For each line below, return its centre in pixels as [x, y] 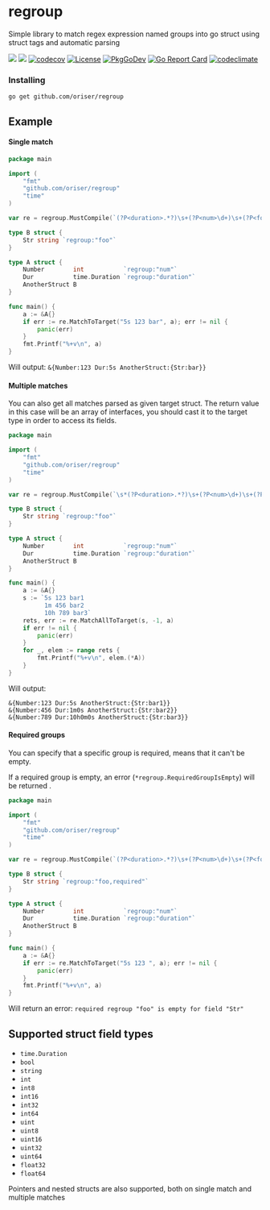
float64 [33, 1174]
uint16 [31, 1140]
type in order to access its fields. [63, 421]
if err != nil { [50, 628]
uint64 [31, 1157]
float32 [33, 1166]
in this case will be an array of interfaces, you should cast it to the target [128, 412]
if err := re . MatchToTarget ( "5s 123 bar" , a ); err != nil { [125, 322]
